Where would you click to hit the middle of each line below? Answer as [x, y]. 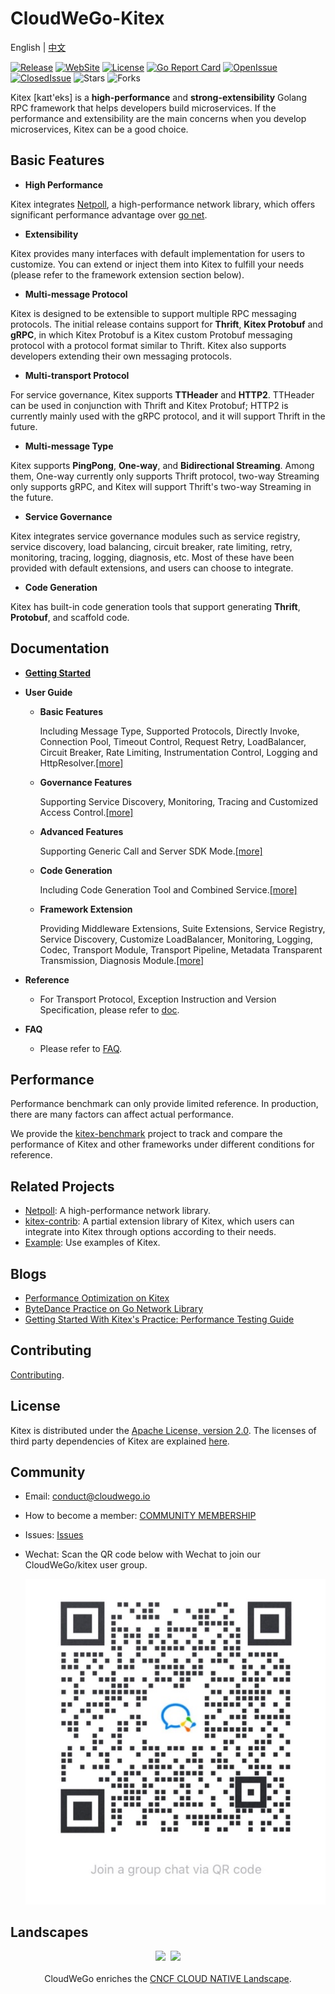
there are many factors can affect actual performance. [122, 1114]
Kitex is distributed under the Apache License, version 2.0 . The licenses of [163, 1430]
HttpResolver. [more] [81, 763]
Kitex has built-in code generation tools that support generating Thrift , [155, 606]
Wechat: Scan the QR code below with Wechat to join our [142, 1554]
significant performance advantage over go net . [109, 214]
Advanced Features [81, 831]
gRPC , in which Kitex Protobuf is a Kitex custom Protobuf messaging [151, 334]
